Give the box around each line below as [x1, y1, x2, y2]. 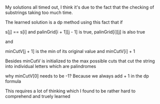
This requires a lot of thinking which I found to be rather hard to [5, 88, 136, 94]
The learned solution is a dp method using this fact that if [5, 19, 123, 25]
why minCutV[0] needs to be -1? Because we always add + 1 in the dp [5, 73, 149, 79]
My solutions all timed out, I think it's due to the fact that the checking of [5, 4, 154, 10]
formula [5, 78, 21, 84]
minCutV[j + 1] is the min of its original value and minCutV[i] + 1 [5, 48, 135, 54]
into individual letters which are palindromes [5, 63, 96, 69]
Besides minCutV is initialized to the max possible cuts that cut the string [5, 58, 155, 64]
